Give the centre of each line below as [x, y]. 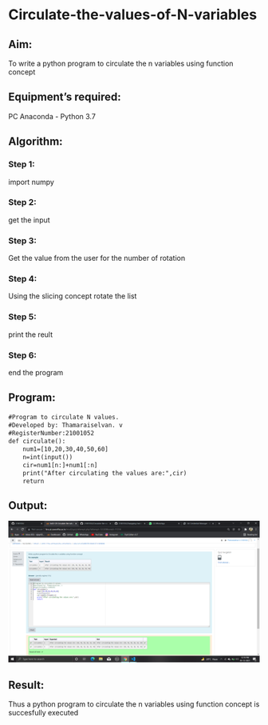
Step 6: [23, 355]
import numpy [31, 182]
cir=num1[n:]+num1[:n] [60, 465]
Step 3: [23, 240]
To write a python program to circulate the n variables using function [121, 63]
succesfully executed [43, 712]
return [33, 481]
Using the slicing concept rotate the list [73, 296]
